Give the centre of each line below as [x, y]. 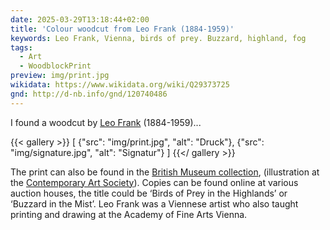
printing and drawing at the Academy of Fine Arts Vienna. [129, 214]
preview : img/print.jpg [60, 76]
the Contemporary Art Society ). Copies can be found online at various [154, 182]
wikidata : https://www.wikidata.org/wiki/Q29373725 [120, 85]
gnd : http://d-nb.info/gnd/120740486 [89, 94]
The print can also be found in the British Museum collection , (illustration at [165, 172]
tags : [21, 47]
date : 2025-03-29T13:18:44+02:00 [80, 19]
